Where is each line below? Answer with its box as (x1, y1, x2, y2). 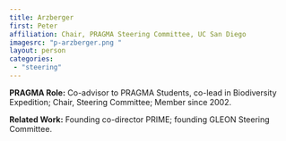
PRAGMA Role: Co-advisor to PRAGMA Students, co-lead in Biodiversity (9, 87, 277, 98)
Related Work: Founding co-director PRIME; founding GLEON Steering (9, 113, 271, 125)
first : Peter (9, 21, 58, 30)
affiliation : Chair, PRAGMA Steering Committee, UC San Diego (9, 29, 247, 38)
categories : (9, 54, 54, 63)
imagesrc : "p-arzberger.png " (9, 37, 123, 47)
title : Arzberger (9, 12, 74, 22)
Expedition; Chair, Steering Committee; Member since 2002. (9, 96, 232, 107)
